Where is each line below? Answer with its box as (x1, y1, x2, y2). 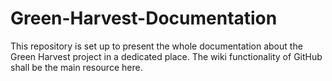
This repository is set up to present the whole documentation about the (10, 40, 303, 52)
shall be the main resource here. (10, 61, 143, 73)
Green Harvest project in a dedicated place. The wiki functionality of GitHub (10, 50, 323, 62)
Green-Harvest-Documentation (10, 7, 278, 30)
